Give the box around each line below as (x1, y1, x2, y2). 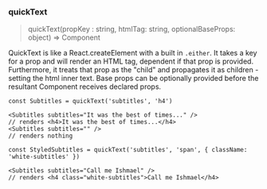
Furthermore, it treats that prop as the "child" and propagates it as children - (8, 65, 259, 75)
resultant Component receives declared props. (8, 82, 162, 91)
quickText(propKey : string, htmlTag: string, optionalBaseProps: (27, 25, 236, 34)
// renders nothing (8, 132, 73, 141)
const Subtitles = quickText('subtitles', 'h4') (8, 98, 173, 106)
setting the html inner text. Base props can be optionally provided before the (8, 74, 259, 83)
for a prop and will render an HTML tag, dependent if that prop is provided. (8, 56, 253, 66)
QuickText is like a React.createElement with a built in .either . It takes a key (8, 48, 257, 58)
